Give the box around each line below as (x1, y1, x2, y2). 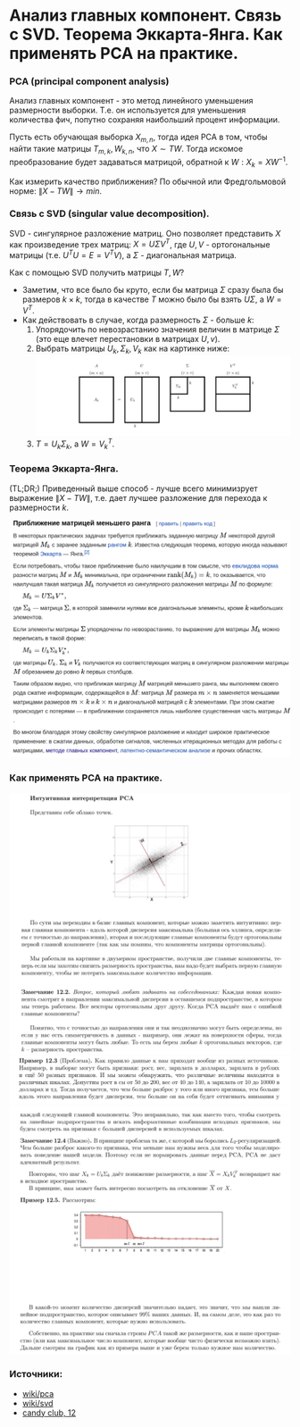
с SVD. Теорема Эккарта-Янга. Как (9, 24, 283, 45)
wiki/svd (21, 1398, 54, 1408)
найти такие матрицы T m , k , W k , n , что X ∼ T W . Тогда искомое (9, 144, 244, 156)
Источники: (9, 1368, 63, 1381)
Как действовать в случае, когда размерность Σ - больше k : (21, 314, 254, 325)
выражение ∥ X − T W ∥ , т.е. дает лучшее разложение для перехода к (9, 492, 268, 503)
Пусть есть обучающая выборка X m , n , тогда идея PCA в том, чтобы (9, 131, 268, 145)
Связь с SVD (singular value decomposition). (9, 207, 210, 220)
